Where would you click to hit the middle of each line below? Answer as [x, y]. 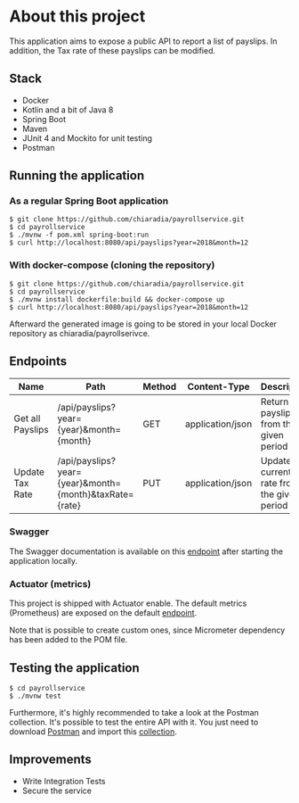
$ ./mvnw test [36, 696]
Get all [27, 418]
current [276, 472]
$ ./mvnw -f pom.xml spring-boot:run [79, 235]
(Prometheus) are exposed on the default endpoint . [103, 613]
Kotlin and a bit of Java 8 [68, 110]
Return [275, 401]
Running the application [77, 176]
